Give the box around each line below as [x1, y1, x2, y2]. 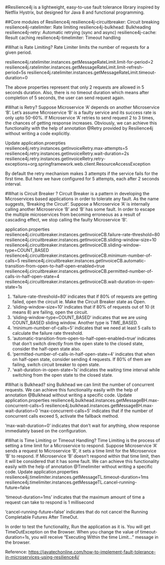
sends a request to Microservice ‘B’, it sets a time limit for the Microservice [5, 448, 157, 454]
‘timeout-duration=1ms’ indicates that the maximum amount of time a [5, 494, 145, 500]
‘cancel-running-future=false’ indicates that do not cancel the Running [5, 509, 148, 515]
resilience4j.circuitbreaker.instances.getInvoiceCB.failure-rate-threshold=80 [5, 232, 160, 237]
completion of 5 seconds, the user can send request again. [5, 95, 125, 101]
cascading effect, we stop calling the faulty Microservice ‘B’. [5, 217, 128, 222]
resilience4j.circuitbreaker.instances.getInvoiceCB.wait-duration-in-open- [5, 279, 155, 284]
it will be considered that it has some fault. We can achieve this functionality [5, 459, 159, 464]
